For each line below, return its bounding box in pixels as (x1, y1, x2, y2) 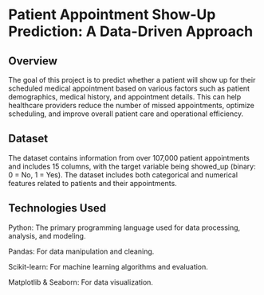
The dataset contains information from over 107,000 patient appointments (8, 153, 250, 162)
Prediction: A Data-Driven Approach (8, 22, 254, 41)
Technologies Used (8, 201, 106, 215)
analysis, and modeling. (8, 231, 86, 240)
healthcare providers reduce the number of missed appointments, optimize (8, 101, 255, 110)
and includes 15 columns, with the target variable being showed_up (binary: (8, 161, 257, 171)
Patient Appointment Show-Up (8, 6, 216, 24)
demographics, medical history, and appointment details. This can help (8, 92, 242, 101)
